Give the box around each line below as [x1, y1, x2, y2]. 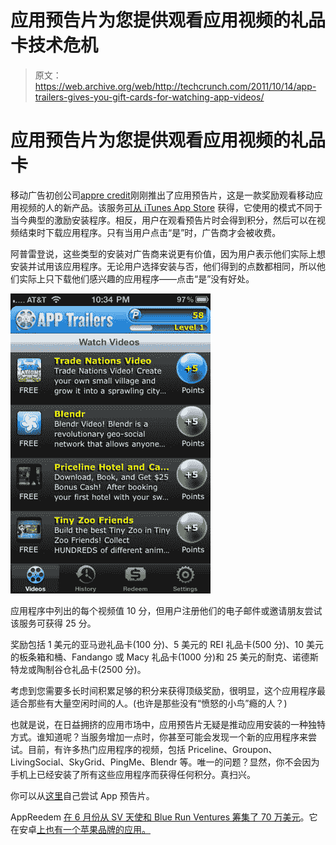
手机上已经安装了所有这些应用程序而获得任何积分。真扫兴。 [10, 768, 256, 780]
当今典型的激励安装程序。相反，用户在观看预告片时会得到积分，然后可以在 [10, 214, 317, 226]
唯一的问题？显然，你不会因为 [196, 756, 320, 768]
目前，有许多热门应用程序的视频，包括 [27, 743, 186, 755]
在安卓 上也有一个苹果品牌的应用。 [10, 823, 151, 835]
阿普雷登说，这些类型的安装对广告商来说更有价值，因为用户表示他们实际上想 [10, 247, 326, 260]
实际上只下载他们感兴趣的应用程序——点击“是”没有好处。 [18, 272, 255, 285]
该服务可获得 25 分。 [10, 617, 97, 629]
